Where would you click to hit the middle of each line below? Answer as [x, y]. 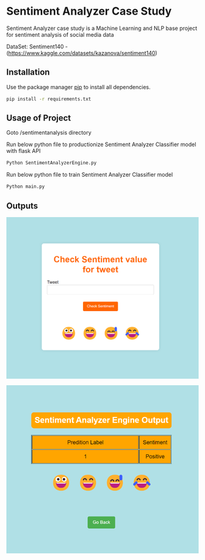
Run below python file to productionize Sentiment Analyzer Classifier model [101, 144]
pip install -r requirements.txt [49, 99]
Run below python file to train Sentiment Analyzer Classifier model [90, 175]
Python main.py [26, 187]
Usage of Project [39, 118]
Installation [28, 72]
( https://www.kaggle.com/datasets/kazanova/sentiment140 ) [82, 53]
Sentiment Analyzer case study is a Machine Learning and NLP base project [102, 28]
